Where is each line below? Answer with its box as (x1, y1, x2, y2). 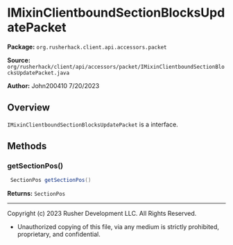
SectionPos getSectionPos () (10, 177, 92, 184)
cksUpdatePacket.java (7, 69, 70, 76)
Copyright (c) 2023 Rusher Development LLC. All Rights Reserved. (7, 210, 197, 218)
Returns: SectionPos (7, 189, 66, 198)
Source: (7, 56, 31, 64)
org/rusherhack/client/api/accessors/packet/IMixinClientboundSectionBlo (7, 63, 225, 70)
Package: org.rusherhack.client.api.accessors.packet (7, 42, 167, 51)
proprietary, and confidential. (17, 230, 101, 239)
